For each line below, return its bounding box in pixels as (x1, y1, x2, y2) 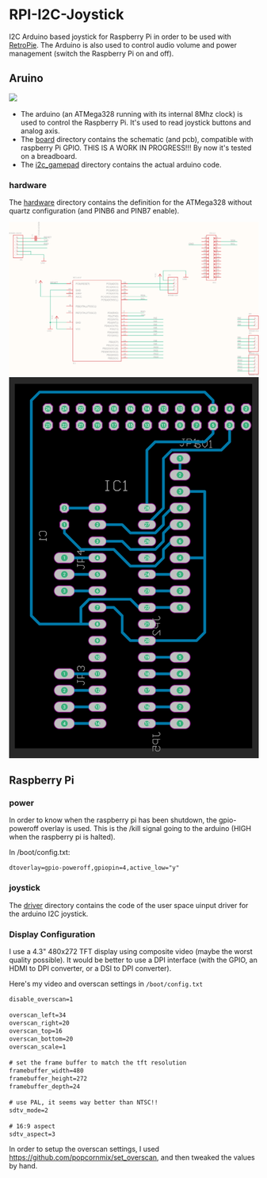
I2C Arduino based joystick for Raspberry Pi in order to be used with (9, 32, 232, 41)
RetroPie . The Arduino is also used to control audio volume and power (9, 40, 237, 49)
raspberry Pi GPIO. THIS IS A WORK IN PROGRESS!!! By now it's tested (20, 143, 252, 152)
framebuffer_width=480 (9, 1066, 84, 1075)
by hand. (9, 1161, 38, 1170)
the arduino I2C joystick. (9, 909, 89, 918)
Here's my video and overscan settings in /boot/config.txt (9, 979, 204, 988)
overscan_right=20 (9, 1018, 70, 1027)
